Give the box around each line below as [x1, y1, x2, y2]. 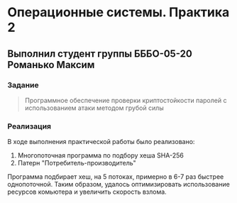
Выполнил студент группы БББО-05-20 [7, 48, 193, 60]
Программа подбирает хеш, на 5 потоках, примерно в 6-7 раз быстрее [7, 172, 224, 181]
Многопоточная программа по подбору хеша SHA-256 [17, 151, 184, 160]
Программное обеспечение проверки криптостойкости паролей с [24, 96, 227, 104]
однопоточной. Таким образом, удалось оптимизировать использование [7, 180, 231, 189]
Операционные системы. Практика [7, 4, 230, 21]
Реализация [7, 121, 52, 131]
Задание [7, 79, 39, 89]
